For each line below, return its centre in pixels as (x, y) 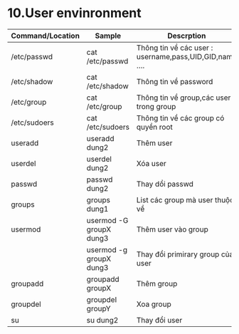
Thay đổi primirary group (178, 254)
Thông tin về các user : (175, 48)
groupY (99, 308)
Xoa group (154, 304)
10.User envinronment (75, 13)
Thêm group (157, 283)
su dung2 (102, 320)
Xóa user (152, 163)
